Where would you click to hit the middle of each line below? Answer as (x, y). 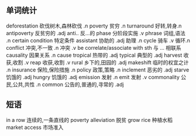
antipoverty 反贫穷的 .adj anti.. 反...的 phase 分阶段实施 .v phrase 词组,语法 (96, 33)
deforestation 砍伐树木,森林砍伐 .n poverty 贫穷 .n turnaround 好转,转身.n (94, 26)
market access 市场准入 (35, 127)
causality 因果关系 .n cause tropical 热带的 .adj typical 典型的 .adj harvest (94, 55)
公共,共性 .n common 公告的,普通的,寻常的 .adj (68, 84)
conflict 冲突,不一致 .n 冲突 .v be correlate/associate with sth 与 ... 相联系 (94, 47)
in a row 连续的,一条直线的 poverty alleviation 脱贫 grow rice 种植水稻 (89, 120)
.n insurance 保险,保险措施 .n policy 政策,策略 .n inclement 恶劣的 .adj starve (98, 70)
